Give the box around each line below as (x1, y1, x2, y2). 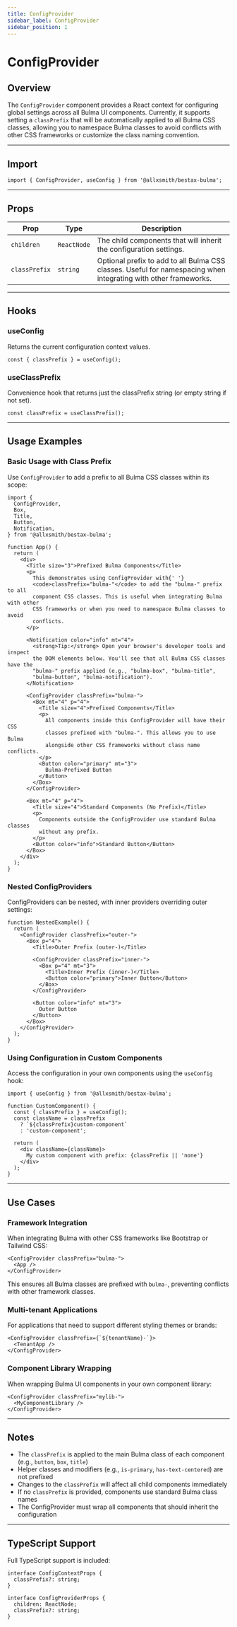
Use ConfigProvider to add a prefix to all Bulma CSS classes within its (7, 473, 209, 481)
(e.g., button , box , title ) (17, 1458, 88, 1466)
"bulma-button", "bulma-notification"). (32, 673, 153, 681)
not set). (7, 395, 32, 404)
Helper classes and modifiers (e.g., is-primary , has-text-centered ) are (17, 1465, 224, 1473)
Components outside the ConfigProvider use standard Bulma (38, 816, 217, 823)
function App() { (7, 543, 59, 550)
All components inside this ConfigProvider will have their (44, 717, 226, 724)
